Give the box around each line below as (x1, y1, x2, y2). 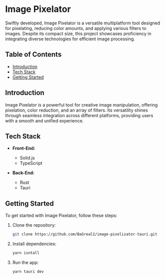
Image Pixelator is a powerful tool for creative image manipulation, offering (5, 102, 158, 108)
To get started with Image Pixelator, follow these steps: (5, 213, 118, 219)
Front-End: (12, 145, 36, 151)
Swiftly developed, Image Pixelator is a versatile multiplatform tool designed (5, 20, 161, 26)
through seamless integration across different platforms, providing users (5, 112, 154, 118)
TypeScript (19, 160, 43, 166)
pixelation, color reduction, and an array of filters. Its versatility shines (5, 107, 148, 113)
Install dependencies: (12, 241, 57, 247)
